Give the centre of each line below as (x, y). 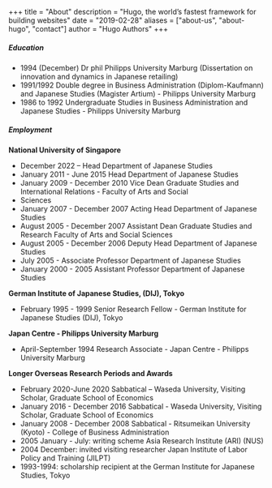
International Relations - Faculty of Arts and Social (104, 191)
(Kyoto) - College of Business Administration (95, 432)
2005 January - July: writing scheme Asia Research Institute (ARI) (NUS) (142, 440)
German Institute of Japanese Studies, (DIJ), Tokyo (97, 293)
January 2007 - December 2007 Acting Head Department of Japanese (138, 208)
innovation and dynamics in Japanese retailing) (99, 76)
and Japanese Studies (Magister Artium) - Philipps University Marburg (138, 93)
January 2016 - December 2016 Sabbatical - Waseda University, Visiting (141, 406)
